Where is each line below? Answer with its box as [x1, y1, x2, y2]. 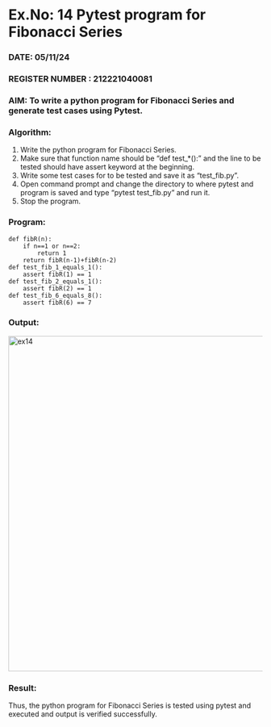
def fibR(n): [8, 235, 52, 243]
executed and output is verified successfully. [8, 709, 157, 719]
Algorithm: [8, 127, 52, 138]
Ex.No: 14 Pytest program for [8, 6, 206, 24]
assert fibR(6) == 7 [23, 299, 92, 307]
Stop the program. [19, 196, 81, 207]
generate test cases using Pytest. [8, 105, 144, 116]
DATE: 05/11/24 [8, 52, 70, 63]
